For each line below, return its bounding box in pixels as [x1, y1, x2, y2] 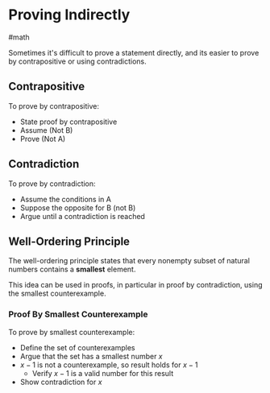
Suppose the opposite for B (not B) [19, 203, 136, 213]
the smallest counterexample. [8, 288, 106, 299]
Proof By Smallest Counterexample [8, 308, 148, 320]
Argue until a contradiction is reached [19, 211, 145, 221]
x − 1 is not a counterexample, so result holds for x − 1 [19, 360, 199, 370]
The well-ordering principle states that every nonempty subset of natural [8, 256, 250, 266]
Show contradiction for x [19, 377, 102, 387]
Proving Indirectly [8, 6, 131, 24]
